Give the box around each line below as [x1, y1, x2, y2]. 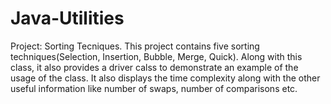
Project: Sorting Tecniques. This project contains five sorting [10, 40, 260, 52]
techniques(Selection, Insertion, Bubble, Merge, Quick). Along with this [10, 50, 303, 62]
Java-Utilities [10, 7, 125, 30]
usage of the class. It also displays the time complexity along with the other [10, 72, 321, 84]
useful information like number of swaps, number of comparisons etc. [10, 82, 298, 94]
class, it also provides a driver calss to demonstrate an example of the [10, 61, 299, 73]
